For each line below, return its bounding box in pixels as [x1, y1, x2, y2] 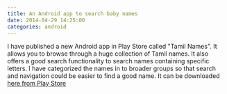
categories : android [7, 23, 67, 30]
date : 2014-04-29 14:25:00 [7, 17, 85, 24]
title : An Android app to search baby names [7, 10, 138, 17]
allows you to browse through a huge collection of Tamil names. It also [7, 49, 209, 58]
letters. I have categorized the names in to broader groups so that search [7, 64, 217, 73]
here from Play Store [7, 79, 67, 88]
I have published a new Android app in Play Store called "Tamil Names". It [7, 42, 217, 51]
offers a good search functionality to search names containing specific [7, 57, 210, 65]
